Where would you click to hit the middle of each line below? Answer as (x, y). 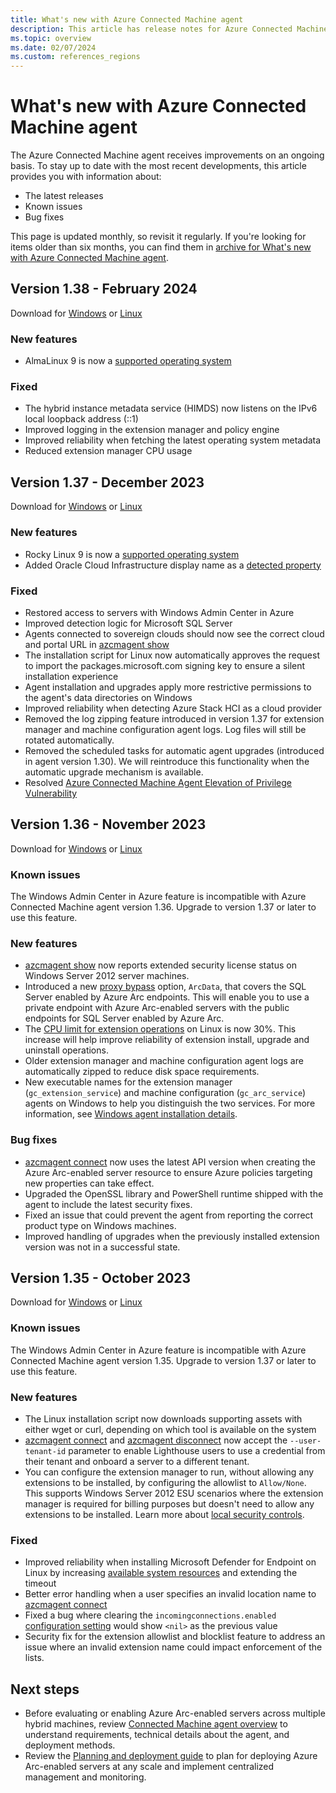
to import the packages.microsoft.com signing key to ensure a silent (165, 665)
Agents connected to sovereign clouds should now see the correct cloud (174, 633)
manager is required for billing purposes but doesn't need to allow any (169, 1503)
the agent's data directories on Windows (108, 697)
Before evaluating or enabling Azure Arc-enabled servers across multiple (175, 1713)
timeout (40, 1583)
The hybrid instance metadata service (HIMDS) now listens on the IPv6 (171, 408)
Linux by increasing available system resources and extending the (161, 1573)
